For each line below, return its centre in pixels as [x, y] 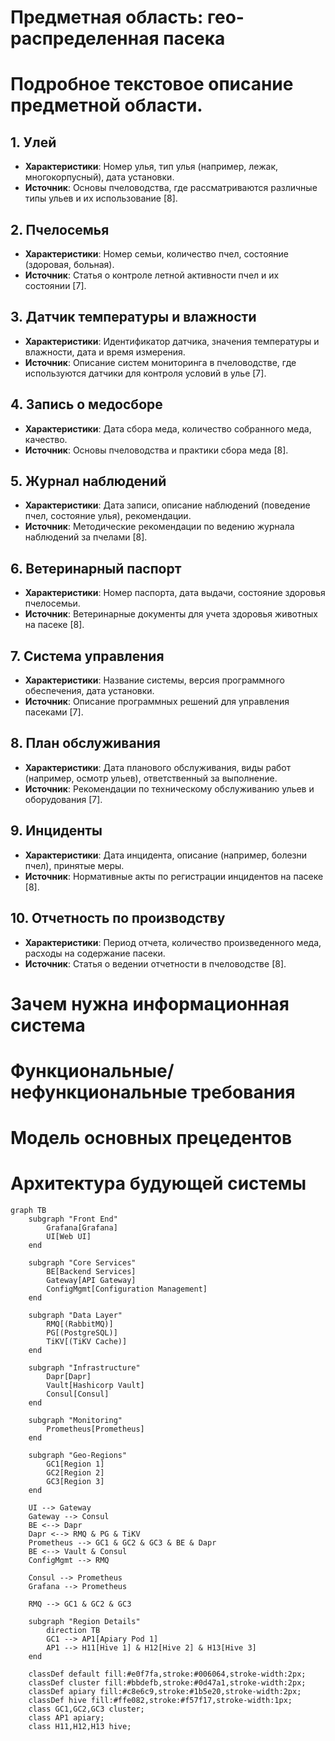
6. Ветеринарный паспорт [96, 568]
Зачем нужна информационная [150, 1003]
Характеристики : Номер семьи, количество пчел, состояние [156, 254]
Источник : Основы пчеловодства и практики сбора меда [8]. [156, 450]
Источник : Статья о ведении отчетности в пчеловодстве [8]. [155, 963]
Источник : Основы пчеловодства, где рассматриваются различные [171, 188]
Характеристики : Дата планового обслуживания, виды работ [158, 767]
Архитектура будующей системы [158, 1183]
